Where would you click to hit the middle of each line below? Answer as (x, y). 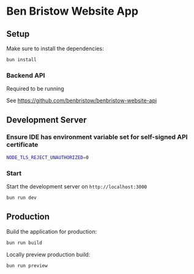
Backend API (26, 75)
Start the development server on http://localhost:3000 (77, 187)
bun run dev (21, 198)
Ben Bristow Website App (73, 11)
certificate (22, 145)
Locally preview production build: (48, 254)
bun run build (24, 243)
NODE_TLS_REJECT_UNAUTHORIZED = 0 (47, 157)
